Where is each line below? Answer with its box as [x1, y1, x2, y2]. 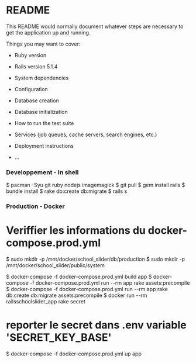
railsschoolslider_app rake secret [6, 298, 86, 305]
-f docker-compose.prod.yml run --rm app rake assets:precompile [30, 279, 190, 286]
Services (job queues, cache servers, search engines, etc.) [14, 131, 157, 138]
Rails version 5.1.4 [14, 63, 58, 70]
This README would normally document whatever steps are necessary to [6, 23, 184, 30]
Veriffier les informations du [6, 224, 146, 237]
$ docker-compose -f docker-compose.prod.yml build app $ [6, 273, 152, 281]
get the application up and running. [6, 29, 91, 36]
